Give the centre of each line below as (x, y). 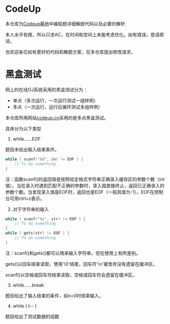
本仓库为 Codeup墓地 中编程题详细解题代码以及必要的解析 (65, 24)
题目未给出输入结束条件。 (32, 149)
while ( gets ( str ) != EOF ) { (38, 233)
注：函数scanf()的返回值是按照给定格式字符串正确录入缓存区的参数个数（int (85, 179)
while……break (28, 285)
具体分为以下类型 (23, 128)
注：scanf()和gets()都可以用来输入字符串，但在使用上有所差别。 (73, 253)
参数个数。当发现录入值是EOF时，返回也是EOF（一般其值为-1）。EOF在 (80, 192)
